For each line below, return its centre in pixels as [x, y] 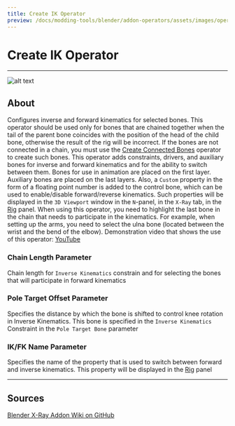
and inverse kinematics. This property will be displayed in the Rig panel [109, 370]
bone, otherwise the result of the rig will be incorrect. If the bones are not [113, 142]
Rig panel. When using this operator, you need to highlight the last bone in [114, 209]
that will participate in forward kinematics [67, 280]
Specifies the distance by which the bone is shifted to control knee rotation [115, 314]
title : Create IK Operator [47, 14]
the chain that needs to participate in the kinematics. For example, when [111, 217]
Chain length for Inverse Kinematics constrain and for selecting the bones [114, 273]
